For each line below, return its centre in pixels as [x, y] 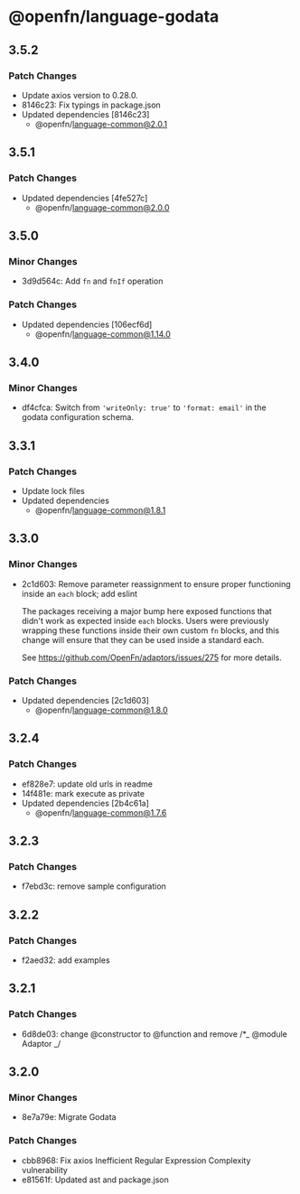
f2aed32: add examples [66, 960]
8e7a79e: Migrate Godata [69, 1117]
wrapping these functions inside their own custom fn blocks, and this [150, 630]
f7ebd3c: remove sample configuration [94, 886]
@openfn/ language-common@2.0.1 [101, 124]
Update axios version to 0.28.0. [80, 95]
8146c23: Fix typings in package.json [91, 105]
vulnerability [45, 1170]
